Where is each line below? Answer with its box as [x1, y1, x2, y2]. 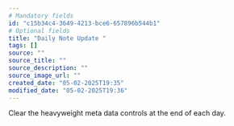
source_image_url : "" [8, 71, 81, 79]
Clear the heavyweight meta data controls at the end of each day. [8, 108, 226, 118]
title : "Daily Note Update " [8, 34, 107, 43]
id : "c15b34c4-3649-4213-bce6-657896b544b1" [8, 19, 161, 27]
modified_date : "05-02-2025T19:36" [8, 86, 128, 95]
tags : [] [8, 42, 38, 50]
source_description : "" [8, 64, 89, 72]
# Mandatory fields [8, 11, 74, 20]
